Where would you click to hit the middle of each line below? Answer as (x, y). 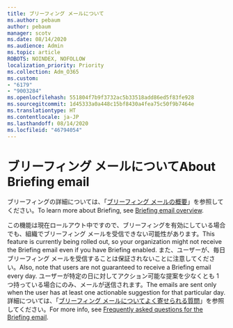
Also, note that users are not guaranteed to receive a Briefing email (115, 268)
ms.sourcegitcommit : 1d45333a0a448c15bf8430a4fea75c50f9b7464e (101, 104)
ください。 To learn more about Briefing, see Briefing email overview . (105, 211)
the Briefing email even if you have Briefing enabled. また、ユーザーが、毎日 (116, 250)
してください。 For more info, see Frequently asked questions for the (105, 309)
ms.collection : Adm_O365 (43, 72)
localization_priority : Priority (56, 65)
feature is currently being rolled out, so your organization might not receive (115, 242)
